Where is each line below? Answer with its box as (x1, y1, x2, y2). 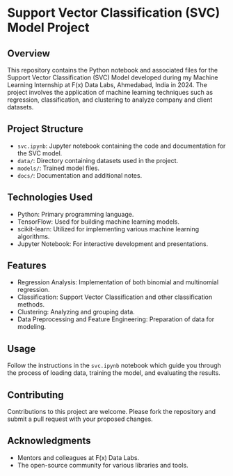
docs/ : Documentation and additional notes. (17, 171, 143, 179)
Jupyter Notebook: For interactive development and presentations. (17, 239, 209, 248)
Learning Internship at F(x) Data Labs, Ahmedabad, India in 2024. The (7, 81, 207, 89)
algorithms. (17, 232, 50, 240)
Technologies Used (7, 192, 93, 204)
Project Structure (7, 123, 83, 135)
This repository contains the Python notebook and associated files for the (7, 66, 218, 74)
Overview (7, 47, 51, 59)
